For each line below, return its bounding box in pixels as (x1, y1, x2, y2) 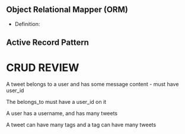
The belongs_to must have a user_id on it (6, 99, 107, 106)
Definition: (14, 20, 40, 27)
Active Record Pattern (6, 38, 89, 48)
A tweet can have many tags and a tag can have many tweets (6, 121, 157, 129)
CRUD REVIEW (6, 61, 79, 74)
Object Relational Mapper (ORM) (6, 5, 129, 15)
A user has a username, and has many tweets (6, 110, 118, 117)
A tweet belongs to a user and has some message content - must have (6, 81, 179, 88)
